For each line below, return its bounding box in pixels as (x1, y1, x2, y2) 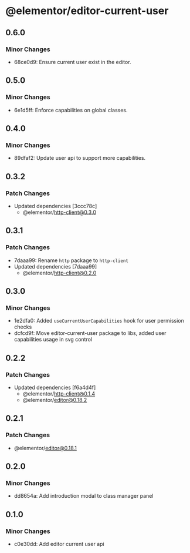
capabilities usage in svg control (13, 336, 92, 343)
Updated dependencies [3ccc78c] (13, 202, 97, 209)
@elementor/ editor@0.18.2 (22, 397, 87, 403)
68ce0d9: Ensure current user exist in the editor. (13, 58, 131, 65)
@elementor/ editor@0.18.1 (13, 444, 77, 451)
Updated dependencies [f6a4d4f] (13, 384, 96, 391)
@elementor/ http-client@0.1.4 (22, 390, 96, 397)
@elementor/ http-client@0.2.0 (22, 269, 97, 276)
